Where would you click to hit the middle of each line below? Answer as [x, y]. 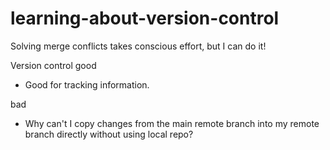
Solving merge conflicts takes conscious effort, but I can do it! [138, 46]
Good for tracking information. [87, 84]
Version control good [53, 65]
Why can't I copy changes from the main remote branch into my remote [172, 123]
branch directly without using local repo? [109, 134]
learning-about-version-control [145, 18]
